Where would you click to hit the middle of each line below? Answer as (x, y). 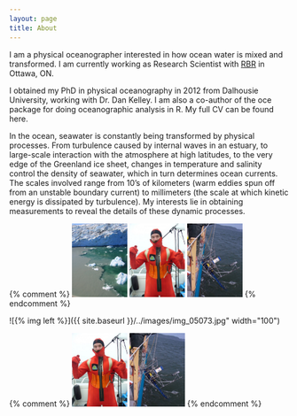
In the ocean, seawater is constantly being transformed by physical (132, 135)
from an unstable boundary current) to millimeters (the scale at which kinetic (149, 192)
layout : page (33, 19)
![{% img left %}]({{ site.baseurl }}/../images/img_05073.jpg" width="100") (145, 320)
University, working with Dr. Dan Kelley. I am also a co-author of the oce (141, 100)
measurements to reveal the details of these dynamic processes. (127, 211)
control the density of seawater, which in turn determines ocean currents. (144, 173)
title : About (33, 28)
